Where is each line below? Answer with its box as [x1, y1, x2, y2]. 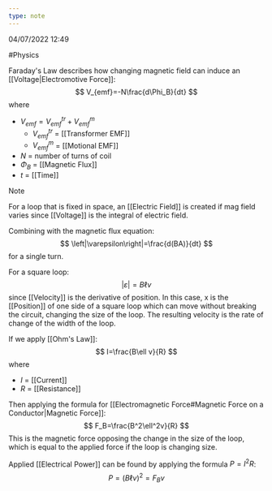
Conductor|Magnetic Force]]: [8, 407, 106, 418]
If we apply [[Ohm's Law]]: [8, 334, 97, 343]
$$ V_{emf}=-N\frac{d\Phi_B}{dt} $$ [75, 87, 198, 97]
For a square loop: [8, 267, 70, 277]
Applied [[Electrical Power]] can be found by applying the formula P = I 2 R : [8, 458, 257, 469]
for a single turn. [8, 251, 63, 261]
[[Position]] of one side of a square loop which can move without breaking [8, 301, 257, 311]
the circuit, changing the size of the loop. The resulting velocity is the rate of [8, 309, 264, 319]
